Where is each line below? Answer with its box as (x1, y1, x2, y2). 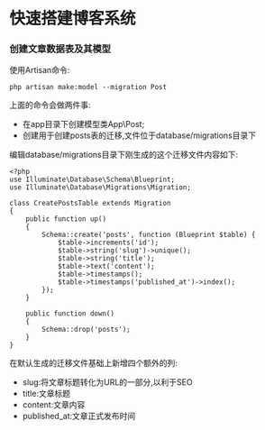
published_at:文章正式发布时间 (22, 411, 136, 422)
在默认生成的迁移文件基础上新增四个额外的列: (9, 358, 178, 369)
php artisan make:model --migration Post (9, 83, 168, 92)
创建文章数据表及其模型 (9, 42, 111, 55)
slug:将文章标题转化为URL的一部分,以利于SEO (22, 377, 193, 388)
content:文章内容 (22, 399, 86, 410)
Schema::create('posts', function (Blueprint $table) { (41, 231, 256, 240)
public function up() (25, 215, 106, 224)
